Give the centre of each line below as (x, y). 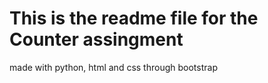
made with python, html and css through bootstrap (113, 67)
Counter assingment (96, 39)
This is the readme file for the (134, 18)
